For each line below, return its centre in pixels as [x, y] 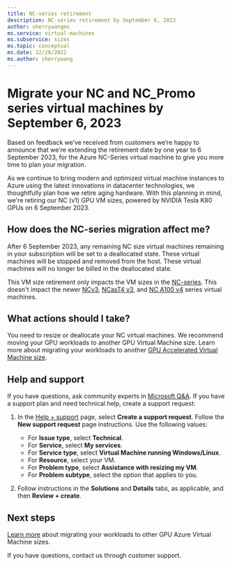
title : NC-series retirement [49, 14]
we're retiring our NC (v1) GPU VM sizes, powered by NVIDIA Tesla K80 [110, 200]
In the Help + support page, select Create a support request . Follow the [121, 417]
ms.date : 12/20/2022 [37, 53]
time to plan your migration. [47, 164]
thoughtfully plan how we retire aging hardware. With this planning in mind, [115, 193]
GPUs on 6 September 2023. [49, 207]
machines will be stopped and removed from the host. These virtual [104, 261]
